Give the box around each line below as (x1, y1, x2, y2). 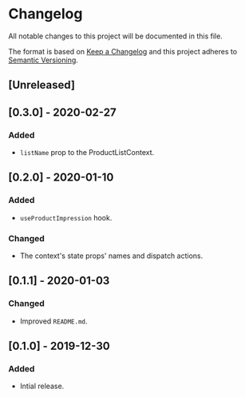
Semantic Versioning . (8, 55, 78, 65)
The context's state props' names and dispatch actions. (19, 251, 204, 260)
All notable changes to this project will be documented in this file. (8, 31, 223, 41)
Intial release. (19, 381, 65, 391)
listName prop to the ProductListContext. (19, 148, 155, 157)
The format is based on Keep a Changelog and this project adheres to (8, 46, 238, 56)
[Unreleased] (8, 78, 76, 92)
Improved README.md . (19, 316, 88, 326)
